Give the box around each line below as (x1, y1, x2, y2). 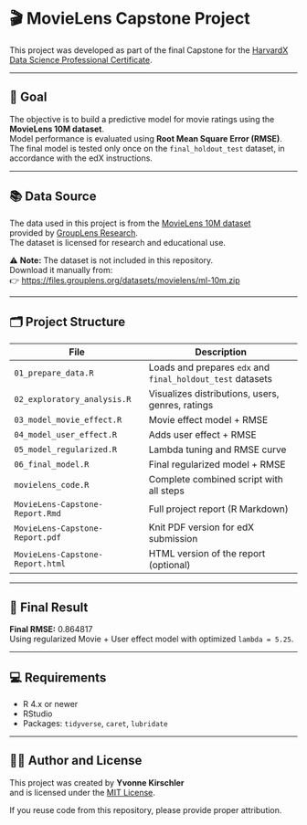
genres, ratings (148, 399, 214, 412)
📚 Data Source (9, 189, 97, 205)
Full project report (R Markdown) (148, 502, 290, 515)
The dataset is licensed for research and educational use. (9, 237, 227, 248)
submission (148, 533, 198, 545)
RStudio (22, 708, 53, 719)
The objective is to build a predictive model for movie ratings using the (9, 113, 275, 124)
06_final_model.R (14, 460, 90, 470)
